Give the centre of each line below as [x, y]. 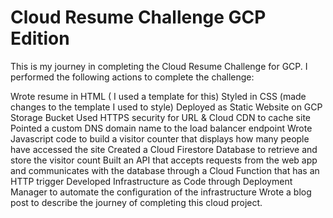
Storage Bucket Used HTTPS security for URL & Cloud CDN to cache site [160, 117]
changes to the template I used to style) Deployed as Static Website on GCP [166, 107]
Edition [40, 38]
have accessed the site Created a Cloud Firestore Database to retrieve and [164, 149]
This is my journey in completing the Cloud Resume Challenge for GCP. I [159, 66]
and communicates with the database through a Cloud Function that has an [165, 170]
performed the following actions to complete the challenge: [132, 77]
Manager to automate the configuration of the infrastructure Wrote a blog [161, 192]
